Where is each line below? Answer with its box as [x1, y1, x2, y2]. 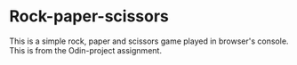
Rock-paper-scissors [9, 6, 169, 27]
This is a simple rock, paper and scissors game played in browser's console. [9, 36, 289, 46]
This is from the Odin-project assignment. [9, 45, 163, 55]
